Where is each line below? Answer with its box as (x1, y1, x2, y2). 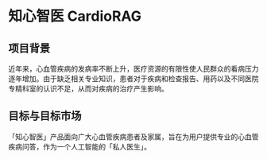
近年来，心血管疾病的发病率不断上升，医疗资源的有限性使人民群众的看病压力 (8, 64, 259, 73)
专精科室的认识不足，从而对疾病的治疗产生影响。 (8, 84, 168, 93)
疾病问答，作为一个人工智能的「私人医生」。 (8, 142, 151, 151)
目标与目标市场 (8, 109, 82, 123)
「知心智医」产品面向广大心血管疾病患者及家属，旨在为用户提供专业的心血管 (8, 132, 259, 142)
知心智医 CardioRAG (8, 7, 141, 25)
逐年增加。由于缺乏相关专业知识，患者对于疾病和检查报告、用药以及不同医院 (8, 74, 259, 83)
